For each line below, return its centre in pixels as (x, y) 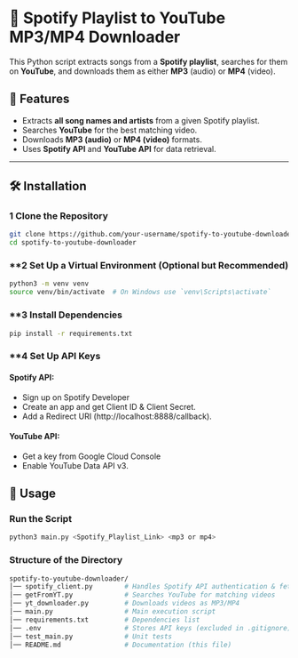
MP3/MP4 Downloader (95, 37)
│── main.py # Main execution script (113, 612)
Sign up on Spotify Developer (76, 397)
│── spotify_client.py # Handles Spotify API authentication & (142, 587)
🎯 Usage (32, 494)
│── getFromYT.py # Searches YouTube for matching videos (142, 595)
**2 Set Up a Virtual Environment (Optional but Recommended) (149, 266)
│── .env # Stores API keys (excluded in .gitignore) (150, 628)
